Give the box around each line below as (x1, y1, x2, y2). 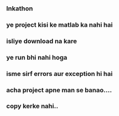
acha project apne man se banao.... (6, 86, 112, 94)
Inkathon (6, 4, 33, 13)
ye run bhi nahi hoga (6, 53, 68, 61)
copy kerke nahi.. (6, 102, 59, 111)
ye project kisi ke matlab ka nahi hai (6, 20, 113, 29)
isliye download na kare (6, 36, 77, 45)
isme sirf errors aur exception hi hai (6, 69, 113, 78)
